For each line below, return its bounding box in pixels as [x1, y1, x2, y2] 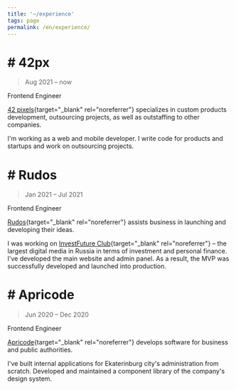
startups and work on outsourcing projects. [7, 142, 134, 150]
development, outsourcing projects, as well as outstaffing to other [7, 113, 200, 122]
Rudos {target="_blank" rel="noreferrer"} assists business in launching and [7, 218, 226, 226]
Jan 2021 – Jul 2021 [24, 190, 83, 199]
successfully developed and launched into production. [7, 262, 167, 270]
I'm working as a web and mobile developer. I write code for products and [7, 135, 224, 143]
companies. [7, 120, 42, 129]
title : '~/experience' [7, 10, 75, 18]
